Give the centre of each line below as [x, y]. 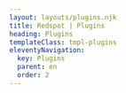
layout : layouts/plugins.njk [63, 17]
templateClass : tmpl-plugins [63, 42]
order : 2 [33, 75]
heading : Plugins [41, 34]
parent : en [37, 67]
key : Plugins [41, 58]
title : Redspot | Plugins [57, 26]
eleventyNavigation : [47, 50]
